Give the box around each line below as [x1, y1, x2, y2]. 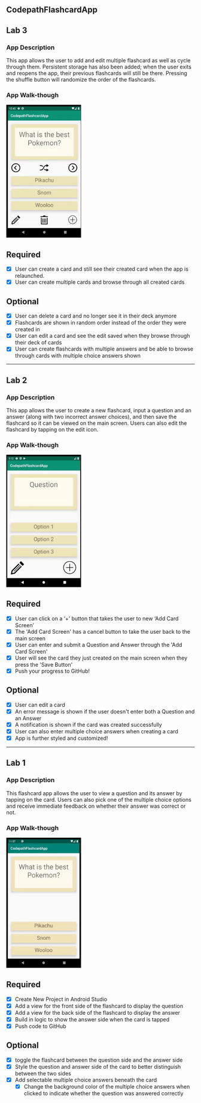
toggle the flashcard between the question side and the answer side [14, 1056, 183, 1063]
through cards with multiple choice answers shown [14, 352, 141, 359]
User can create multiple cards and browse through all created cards [14, 278, 185, 286]
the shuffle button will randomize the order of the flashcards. [6, 76, 156, 83]
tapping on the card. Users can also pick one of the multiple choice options [6, 796, 191, 803]
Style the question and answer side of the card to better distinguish [14, 1063, 181, 1070]
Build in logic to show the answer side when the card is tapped [14, 1015, 170, 1023]
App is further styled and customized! [14, 735, 108, 742]
